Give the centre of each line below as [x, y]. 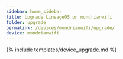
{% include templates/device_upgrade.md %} [61, 50]
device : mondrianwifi [33, 33]
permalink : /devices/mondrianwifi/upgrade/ [61, 28]
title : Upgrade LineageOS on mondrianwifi [59, 17]
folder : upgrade [26, 22]
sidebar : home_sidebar [34, 11]
